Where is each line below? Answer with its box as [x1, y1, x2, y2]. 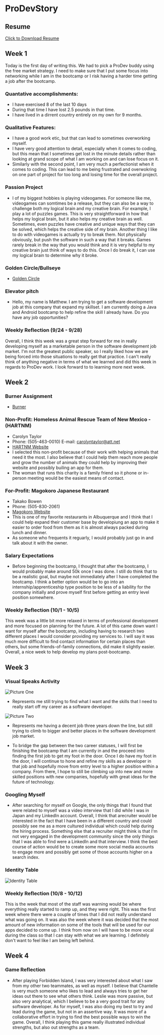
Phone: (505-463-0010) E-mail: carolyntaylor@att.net [12, 439, 121, 445]
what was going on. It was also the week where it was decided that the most [5, 917, 159, 923]
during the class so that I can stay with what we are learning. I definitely [5, 932, 149, 938]
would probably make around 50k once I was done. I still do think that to [12, 568, 158, 574]
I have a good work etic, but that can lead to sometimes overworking [12, 135, 150, 141]
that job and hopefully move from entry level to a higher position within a [12, 763, 159, 769]
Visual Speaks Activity [5, 678, 60, 684]
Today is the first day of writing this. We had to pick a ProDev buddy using [5, 62, 154, 69]
